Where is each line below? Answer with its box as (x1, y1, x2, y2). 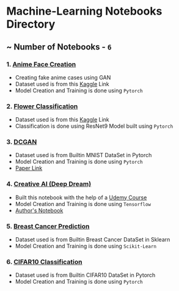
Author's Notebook (15, 207, 64, 214)
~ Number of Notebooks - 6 (6, 42, 112, 52)
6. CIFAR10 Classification (6, 257, 82, 266)
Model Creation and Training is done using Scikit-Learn (15, 243, 157, 250)
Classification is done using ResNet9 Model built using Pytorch (15, 122, 174, 130)
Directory (6, 17, 56, 31)
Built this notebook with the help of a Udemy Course (15, 194, 147, 201)
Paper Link (15, 164, 43, 172)
